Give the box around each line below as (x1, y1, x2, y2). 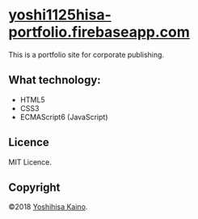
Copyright (8, 180, 61, 194)
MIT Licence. (8, 157, 53, 167)
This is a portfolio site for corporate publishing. (8, 49, 164, 59)
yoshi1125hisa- (8, 6, 112, 24)
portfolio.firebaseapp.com (8, 23, 190, 41)
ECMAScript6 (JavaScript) (19, 112, 108, 122)
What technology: (8, 73, 101, 87)
